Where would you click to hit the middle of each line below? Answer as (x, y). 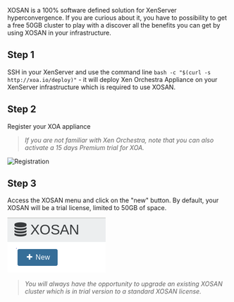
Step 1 (21, 55)
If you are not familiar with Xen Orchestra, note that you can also (119, 140)
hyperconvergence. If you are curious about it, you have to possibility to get (117, 18)
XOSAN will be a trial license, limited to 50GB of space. (87, 208)
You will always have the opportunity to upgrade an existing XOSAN (124, 284)
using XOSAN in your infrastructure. (59, 33)
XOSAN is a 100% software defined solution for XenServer (92, 10)
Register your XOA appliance (49, 126)
